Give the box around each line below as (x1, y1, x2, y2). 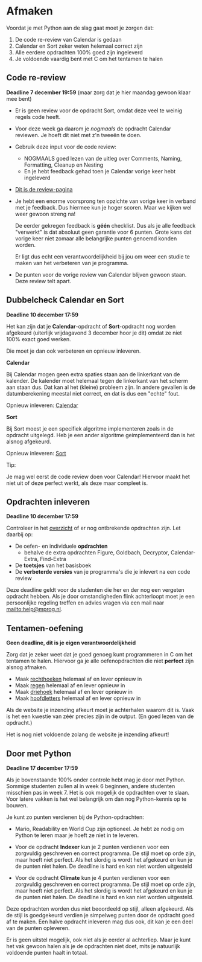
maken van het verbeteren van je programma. (14, 259, 128, 266)
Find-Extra (40, 556, 66, 563)
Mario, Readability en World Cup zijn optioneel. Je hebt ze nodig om (14, 826, 185, 832)
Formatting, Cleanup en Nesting (24, 161, 104, 168)
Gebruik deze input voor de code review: (14, 143, 116, 150)
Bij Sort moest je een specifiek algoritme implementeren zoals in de (6, 425, 174, 432)
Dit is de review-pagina (14, 185, 73, 193)
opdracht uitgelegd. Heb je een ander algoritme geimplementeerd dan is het (6, 431, 195, 438)
